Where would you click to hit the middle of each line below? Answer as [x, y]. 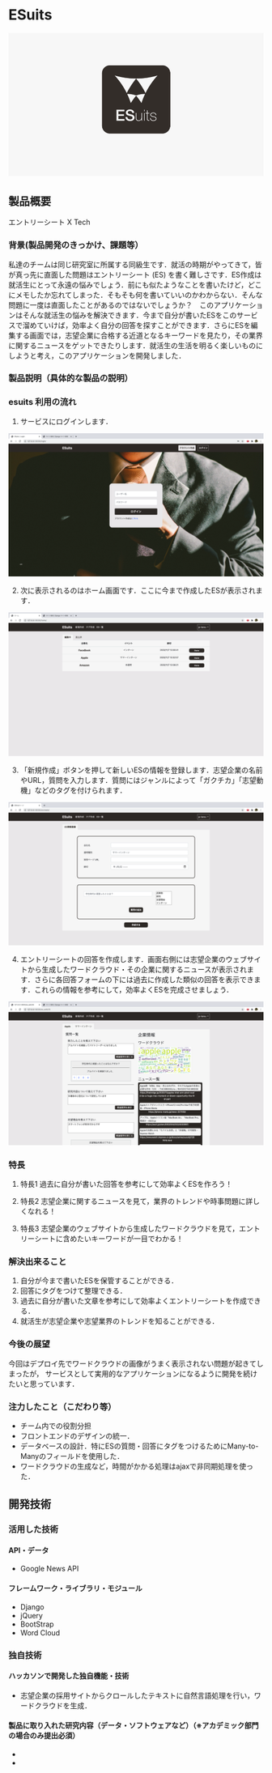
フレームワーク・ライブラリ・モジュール [76, 1588]
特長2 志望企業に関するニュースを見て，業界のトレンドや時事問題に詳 [136, 1201]
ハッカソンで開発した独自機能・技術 [69, 1676]
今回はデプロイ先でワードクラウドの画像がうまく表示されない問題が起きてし [136, 1363]
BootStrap [37, 1624]
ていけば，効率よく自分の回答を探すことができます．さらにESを [143, 325]
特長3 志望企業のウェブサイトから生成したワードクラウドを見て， [130, 1229]
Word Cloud [40, 1632]
